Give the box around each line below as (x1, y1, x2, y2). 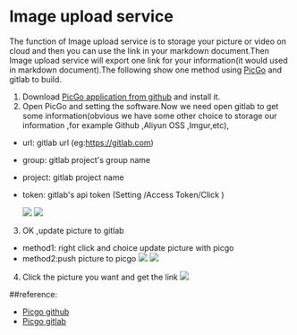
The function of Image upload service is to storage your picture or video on (9, 36, 286, 47)
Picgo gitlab (21, 315, 67, 326)
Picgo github (21, 306, 70, 317)
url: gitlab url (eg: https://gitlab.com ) (21, 137, 154, 148)
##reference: (9, 288, 58, 299)
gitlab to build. (9, 73, 63, 84)
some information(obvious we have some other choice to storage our (21, 110, 277, 121)
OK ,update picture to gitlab (21, 225, 124, 236)
